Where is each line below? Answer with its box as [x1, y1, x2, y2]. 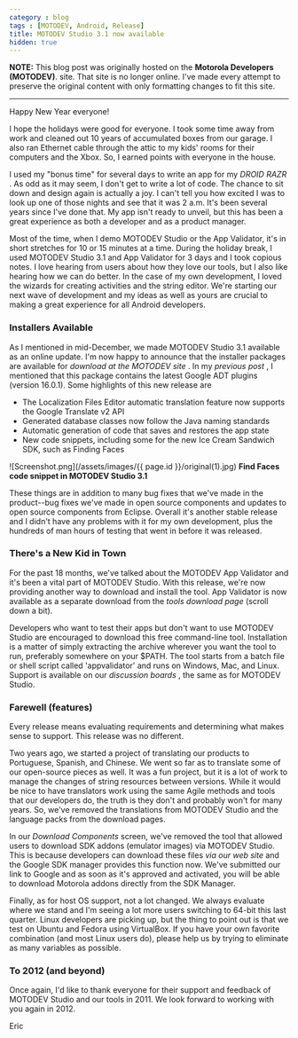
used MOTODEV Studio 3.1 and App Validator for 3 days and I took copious [9, 252, 282, 263]
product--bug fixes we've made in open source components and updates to [9, 497, 286, 507]
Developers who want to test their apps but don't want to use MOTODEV [9, 622, 274, 633]
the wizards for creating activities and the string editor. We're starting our [9, 280, 278, 291]
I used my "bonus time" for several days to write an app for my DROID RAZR [9, 169, 287, 180]
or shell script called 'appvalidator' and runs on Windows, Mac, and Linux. [9, 660, 279, 671]
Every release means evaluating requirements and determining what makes [9, 721, 285, 732]
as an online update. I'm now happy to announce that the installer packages [9, 351, 286, 362]
